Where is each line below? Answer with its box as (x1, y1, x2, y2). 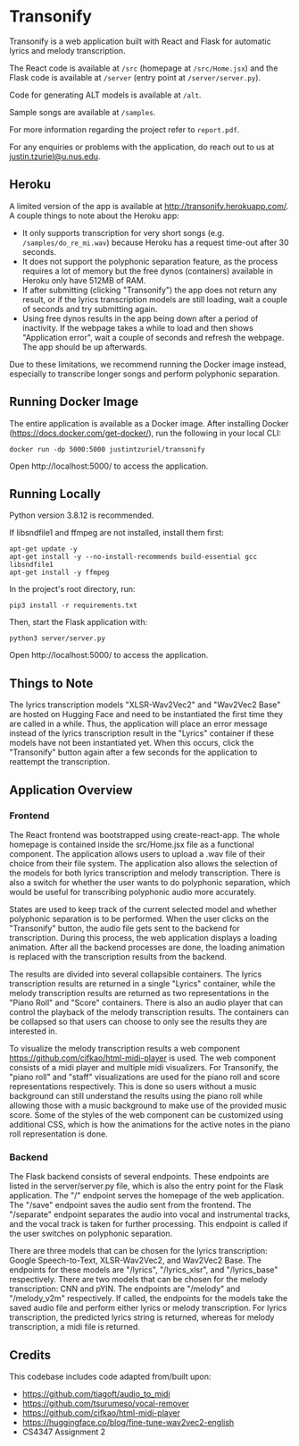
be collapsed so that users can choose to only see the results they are (9, 1016, 268, 1027)
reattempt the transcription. (9, 757, 111, 767)
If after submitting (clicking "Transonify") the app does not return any (21, 284, 278, 295)
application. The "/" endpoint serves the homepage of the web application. (9, 1190, 285, 1201)
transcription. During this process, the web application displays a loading (9, 932, 278, 943)
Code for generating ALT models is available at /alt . (9, 89, 202, 100)
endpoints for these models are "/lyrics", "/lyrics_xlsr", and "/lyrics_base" (9, 1264, 278, 1275)
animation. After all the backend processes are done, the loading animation (9, 942, 286, 952)
